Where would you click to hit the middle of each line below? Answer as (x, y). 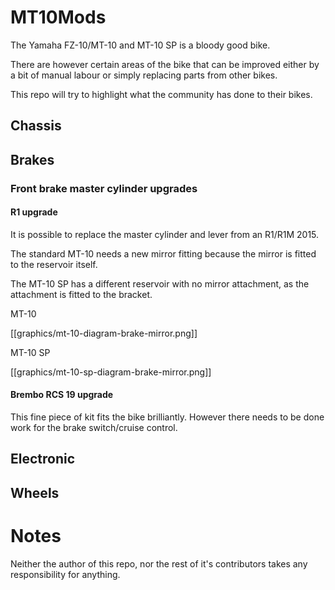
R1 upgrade (34, 212)
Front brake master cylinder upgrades (104, 188)
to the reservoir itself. (54, 264)
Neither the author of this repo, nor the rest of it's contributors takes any (159, 563)
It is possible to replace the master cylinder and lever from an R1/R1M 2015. (165, 234)
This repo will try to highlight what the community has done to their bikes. (161, 94)
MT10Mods (58, 17)
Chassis (36, 126)
